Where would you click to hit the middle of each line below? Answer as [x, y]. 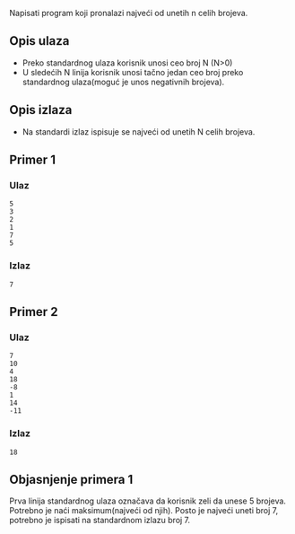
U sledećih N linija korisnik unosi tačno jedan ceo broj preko [133, 72]
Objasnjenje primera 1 [71, 479]
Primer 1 [33, 160]
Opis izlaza [41, 110]
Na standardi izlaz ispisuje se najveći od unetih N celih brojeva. [139, 131]
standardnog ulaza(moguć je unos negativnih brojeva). [123, 82]
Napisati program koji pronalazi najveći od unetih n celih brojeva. [129, 13]
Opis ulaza [39, 41]
